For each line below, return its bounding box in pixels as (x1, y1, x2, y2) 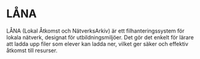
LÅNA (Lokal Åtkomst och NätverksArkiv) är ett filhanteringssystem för (6, 27, 185, 34)
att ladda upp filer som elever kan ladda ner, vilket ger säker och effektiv (6, 40, 188, 47)
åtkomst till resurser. (6, 47, 58, 54)
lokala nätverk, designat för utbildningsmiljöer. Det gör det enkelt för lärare (6, 33, 194, 41)
